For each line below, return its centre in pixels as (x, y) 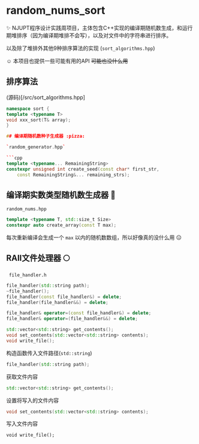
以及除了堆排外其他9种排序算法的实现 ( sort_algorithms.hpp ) (81, 48)
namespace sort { (28, 109)
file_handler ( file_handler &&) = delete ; (58, 302)
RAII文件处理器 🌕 (38, 258)
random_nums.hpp (26, 209)
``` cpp (14, 158)
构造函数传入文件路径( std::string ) (49, 353)
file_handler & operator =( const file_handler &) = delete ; (79, 313)
